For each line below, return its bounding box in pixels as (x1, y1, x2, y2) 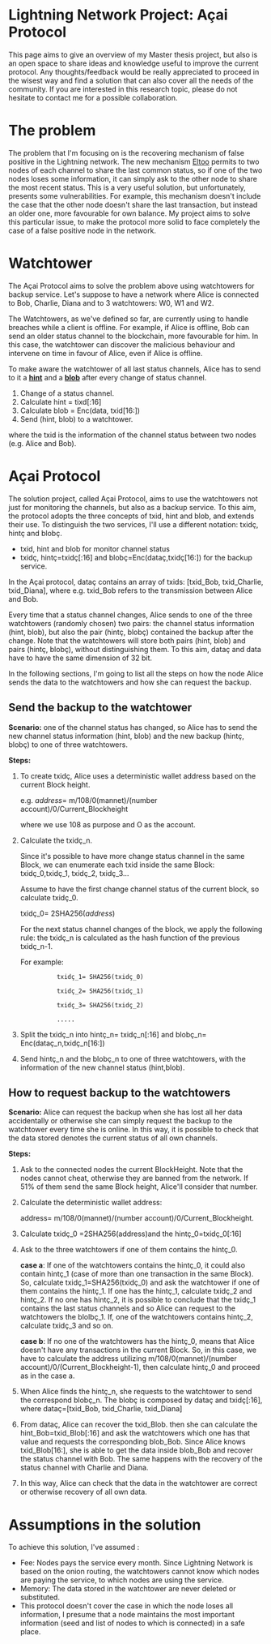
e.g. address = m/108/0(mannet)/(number (19, 795, 158, 805)
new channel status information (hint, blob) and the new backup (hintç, (8, 731, 244, 740)
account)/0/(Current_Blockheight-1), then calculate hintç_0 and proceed (19, 1363, 260, 1372)
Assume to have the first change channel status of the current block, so (19, 884, 260, 894)
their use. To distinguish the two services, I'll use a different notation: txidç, (8, 519, 259, 529)
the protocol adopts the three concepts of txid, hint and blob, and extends (8, 511, 255, 521)
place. (19, 1627, 41, 1637)
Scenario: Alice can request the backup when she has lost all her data (8, 1107, 243, 1117)
